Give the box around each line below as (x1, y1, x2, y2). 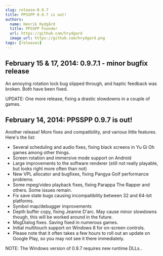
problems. (12, 177, 34, 183)
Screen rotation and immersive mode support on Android (12, 155, 132, 161)
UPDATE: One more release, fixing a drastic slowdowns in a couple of (5, 96, 150, 102)
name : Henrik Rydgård (10, 21, 56, 27)
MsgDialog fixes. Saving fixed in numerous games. (12, 220, 118, 226)
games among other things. (12, 150, 70, 156)
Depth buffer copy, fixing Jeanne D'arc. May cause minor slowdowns (12, 208, 157, 215)
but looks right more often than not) (12, 165, 87, 172)
